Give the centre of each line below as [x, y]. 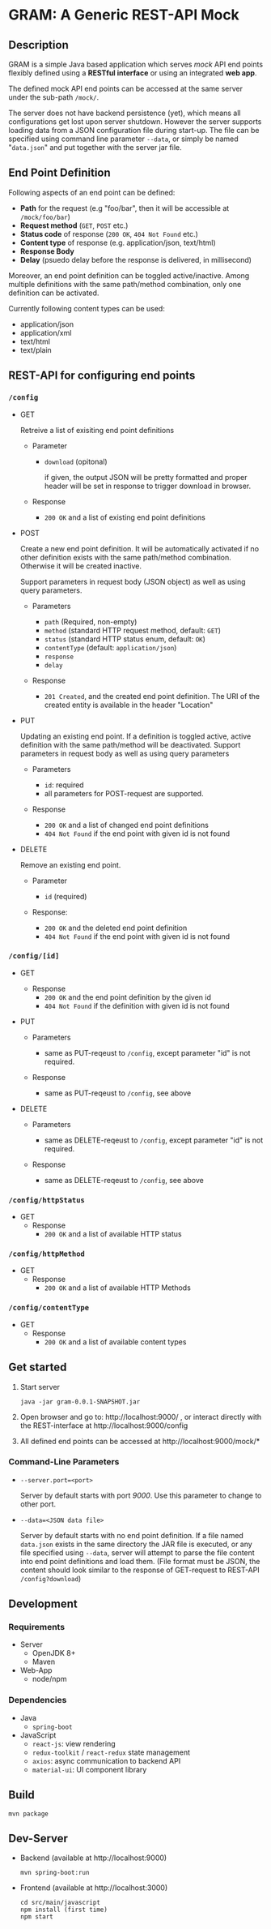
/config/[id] [34, 956]
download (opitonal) [76, 461]
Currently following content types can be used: [87, 308]
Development [43, 1604]
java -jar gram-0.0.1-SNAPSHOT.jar [80, 1402]
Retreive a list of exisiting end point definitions [97, 430]
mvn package [28, 1814]
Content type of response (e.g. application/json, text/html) [118, 242]
